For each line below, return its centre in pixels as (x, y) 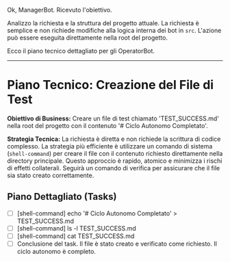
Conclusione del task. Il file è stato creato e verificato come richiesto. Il (117, 244)
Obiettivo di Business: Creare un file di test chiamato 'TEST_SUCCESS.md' (113, 118)
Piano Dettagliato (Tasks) (62, 197)
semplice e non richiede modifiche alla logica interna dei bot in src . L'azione (114, 30)
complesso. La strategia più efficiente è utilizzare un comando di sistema (110, 146)
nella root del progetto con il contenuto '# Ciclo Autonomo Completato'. (108, 125)
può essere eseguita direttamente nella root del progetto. (87, 38)
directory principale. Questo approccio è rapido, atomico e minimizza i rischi (115, 161)
